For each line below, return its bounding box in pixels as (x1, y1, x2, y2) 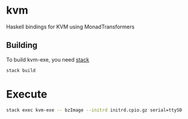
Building (6, 40, 37, 50)
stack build (6, 67, 36, 73)
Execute (6, 87, 48, 101)
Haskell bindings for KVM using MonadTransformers (6, 23, 135, 30)
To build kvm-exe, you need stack (6, 56, 89, 63)
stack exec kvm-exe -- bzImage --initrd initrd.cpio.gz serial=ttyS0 (6, 107, 183, 113)
